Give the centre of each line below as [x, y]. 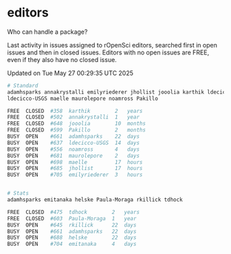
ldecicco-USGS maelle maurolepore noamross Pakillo [82, 98]
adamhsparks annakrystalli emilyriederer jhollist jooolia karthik [106, 92]
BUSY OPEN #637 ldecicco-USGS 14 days [73, 142]
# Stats [18, 193]
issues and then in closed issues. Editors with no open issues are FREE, [108, 52]
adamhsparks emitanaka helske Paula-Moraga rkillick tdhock [95, 200]
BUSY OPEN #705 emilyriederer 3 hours [75, 175]
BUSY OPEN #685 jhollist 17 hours [75, 169]
